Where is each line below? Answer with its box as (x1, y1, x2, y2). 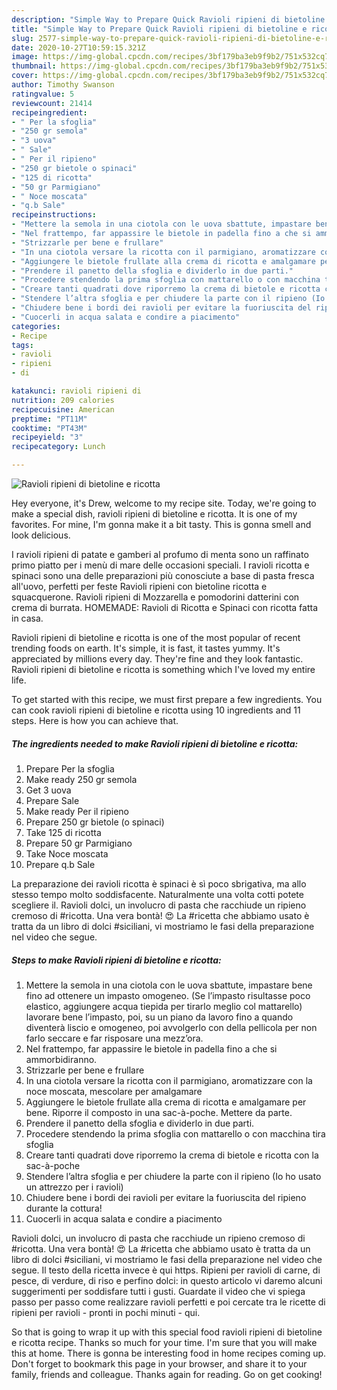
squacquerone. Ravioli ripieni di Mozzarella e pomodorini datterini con (11, 591, 300, 603)
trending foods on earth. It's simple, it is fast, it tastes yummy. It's (11, 642, 281, 654)
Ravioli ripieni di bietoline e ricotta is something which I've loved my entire (11, 664, 316, 675)
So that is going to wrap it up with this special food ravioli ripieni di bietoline (11, 1326, 323, 1338)
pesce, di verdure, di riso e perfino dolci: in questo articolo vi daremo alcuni (11, 1274, 323, 1286)
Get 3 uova (25, 784, 72, 796)
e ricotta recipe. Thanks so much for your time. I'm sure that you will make (11, 1336, 318, 1348)
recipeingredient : (11, 107, 88, 118)
